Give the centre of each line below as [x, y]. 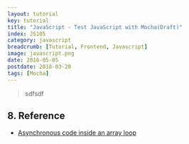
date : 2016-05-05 [33, 60]
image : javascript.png [41, 54]
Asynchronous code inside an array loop [77, 133]
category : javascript [39, 40]
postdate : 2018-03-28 [39, 67]
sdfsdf [34, 94]
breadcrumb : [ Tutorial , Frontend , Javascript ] [77, 47]
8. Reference [36, 115]
